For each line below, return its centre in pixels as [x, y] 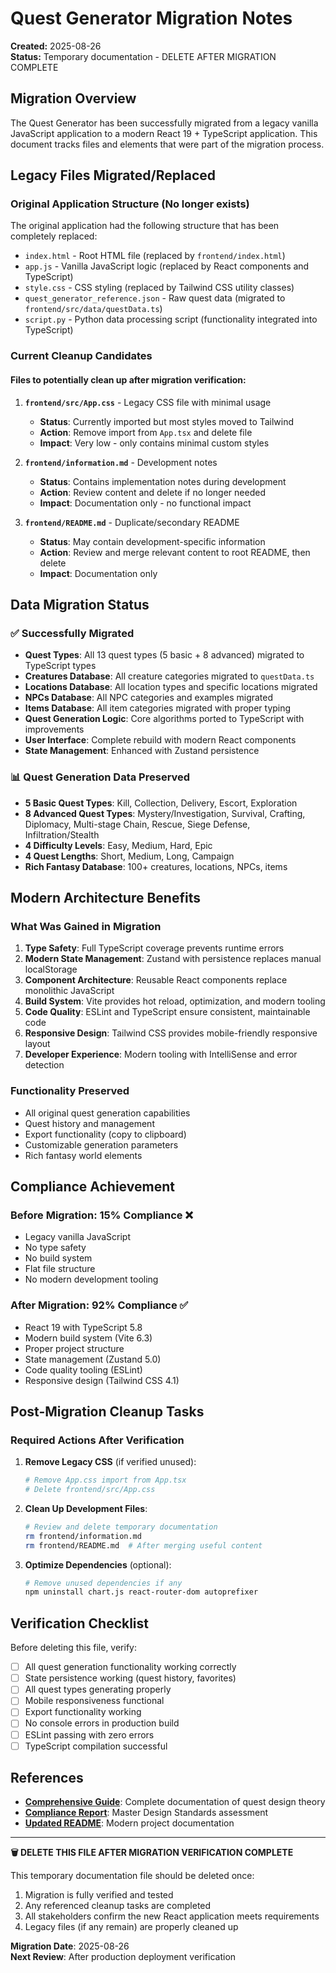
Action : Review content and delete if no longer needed [152, 492]
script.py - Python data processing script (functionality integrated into [171, 319]
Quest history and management [89, 1123]
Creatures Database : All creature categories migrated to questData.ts [169, 676]
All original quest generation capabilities [107, 1113]
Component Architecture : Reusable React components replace [156, 980]
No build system [58, 1258]
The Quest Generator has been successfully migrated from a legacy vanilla [164, 123]
